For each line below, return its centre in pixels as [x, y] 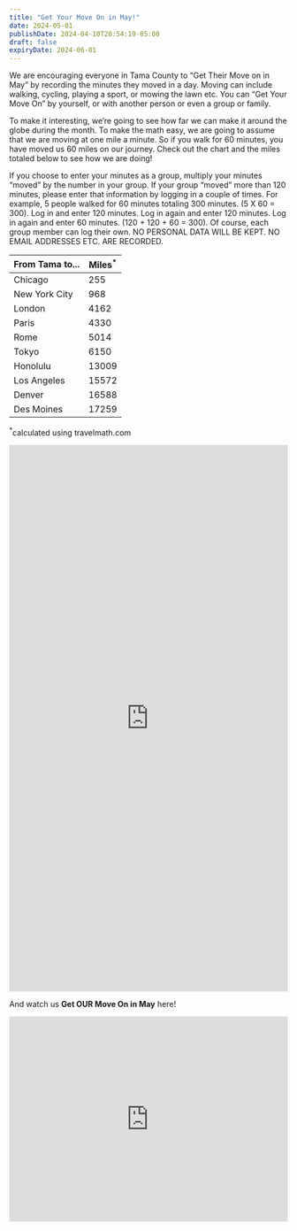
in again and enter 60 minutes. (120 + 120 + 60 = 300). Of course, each [139, 223]
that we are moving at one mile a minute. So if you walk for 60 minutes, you [146, 140]
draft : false [33, 42]
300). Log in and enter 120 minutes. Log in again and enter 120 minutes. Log [148, 213]
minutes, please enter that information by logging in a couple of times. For [144, 195]
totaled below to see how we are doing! [81, 158]
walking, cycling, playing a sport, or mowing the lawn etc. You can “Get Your [148, 95]
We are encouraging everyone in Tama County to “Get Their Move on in [139, 75]
